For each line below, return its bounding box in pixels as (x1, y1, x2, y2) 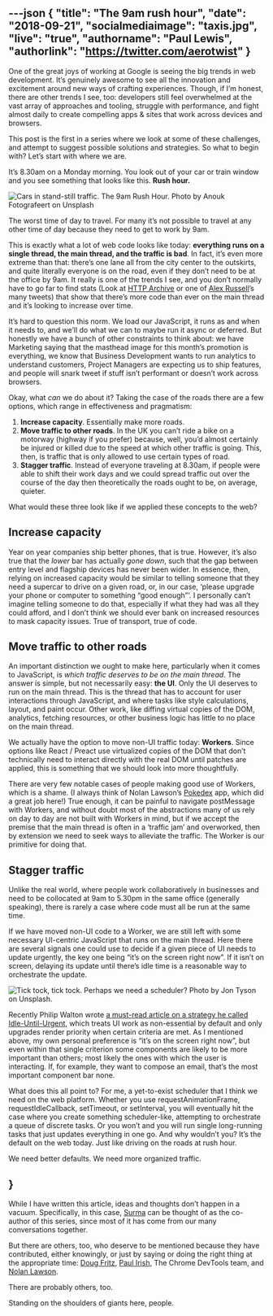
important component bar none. (8, 1070, 115, 1080)
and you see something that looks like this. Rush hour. (8, 175, 191, 185)
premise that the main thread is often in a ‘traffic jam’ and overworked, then (8, 822, 261, 832)
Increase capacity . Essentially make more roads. (19, 416, 185, 426)
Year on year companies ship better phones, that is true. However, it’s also (8, 547, 258, 556)
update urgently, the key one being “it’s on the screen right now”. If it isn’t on (8, 952, 265, 962)
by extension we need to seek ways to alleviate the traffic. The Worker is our (8, 831, 265, 841)
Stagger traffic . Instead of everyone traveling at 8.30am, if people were (19, 460, 261, 470)
